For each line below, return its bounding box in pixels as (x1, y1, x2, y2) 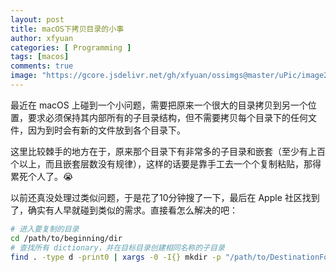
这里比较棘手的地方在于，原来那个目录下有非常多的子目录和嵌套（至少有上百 (10, 145, 326, 157)
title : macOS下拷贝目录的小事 (10, 24, 125, 34)
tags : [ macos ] (10, 52, 70, 62)
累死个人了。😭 (10, 170, 74, 182)
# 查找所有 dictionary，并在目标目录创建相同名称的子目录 (10, 242, 225, 253)
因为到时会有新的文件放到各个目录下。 (27, 124, 186, 136)
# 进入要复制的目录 (10, 224, 80, 234)
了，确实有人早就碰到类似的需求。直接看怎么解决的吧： (10, 204, 238, 216)
